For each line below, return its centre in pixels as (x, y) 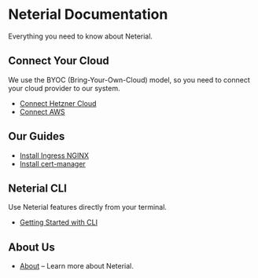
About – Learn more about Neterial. (76, 266)
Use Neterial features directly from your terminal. (88, 207)
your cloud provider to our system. (64, 88)
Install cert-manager (53, 163)
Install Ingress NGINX (54, 155)
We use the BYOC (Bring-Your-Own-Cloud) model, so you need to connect (129, 79)
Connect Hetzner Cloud (58, 103)
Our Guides (37, 136)
